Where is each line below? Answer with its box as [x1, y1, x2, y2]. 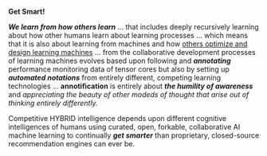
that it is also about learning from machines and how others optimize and [8, 39, 248, 49]
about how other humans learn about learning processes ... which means [8, 31, 249, 40]
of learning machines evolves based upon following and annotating [8, 56, 231, 65]
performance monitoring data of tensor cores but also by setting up [8, 64, 230, 74]
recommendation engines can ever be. [8, 139, 135, 148]
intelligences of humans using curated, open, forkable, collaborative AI [8, 123, 241, 131]
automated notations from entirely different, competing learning [8, 73, 222, 82]
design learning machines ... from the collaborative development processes [8, 48, 257, 57]
